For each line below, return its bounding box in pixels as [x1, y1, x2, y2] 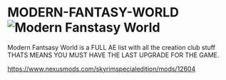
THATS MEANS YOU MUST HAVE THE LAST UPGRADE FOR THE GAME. [7, 51, 220, 59]
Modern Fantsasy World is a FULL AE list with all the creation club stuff [7, 43, 216, 51]
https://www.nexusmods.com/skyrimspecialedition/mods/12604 [7, 64, 196, 73]
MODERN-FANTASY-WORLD [7, 4, 180, 21]
